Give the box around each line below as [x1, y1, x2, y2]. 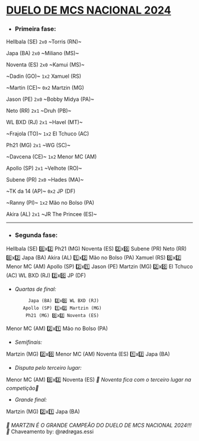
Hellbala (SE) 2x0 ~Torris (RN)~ [6, 38, 82, 45]
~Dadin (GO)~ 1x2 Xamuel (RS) [6, 72, 82, 80]
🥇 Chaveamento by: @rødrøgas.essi [6, 428, 94, 435]
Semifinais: [14, 338, 43, 345]
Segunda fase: [14, 231, 58, 239]
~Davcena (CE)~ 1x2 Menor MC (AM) [6, 153, 97, 160]
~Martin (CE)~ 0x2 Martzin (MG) [6, 84, 85, 91]
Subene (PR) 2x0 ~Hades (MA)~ [6, 176, 84, 183]
